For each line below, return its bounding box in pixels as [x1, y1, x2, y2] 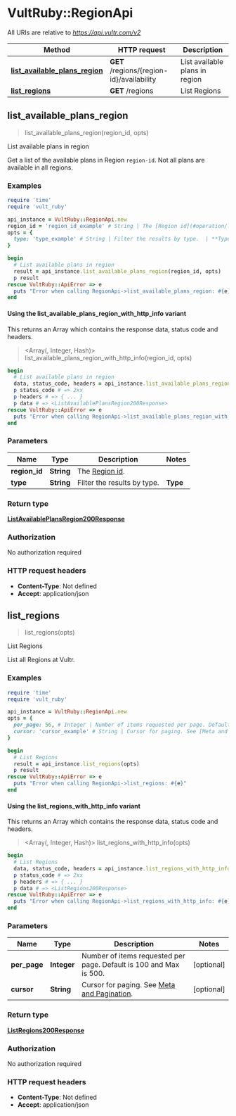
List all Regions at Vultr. [7, 656, 75, 664]
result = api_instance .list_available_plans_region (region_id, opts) [13, 267, 221, 275]
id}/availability [110, 74, 157, 84]
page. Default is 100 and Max [81, 960, 180, 970]
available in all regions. [7, 163, 74, 172]
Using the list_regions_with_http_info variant [7, 801, 140, 810]
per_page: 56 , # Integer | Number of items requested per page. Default [13, 721, 231, 729]
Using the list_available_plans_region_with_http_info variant [7, 309, 187, 317]
